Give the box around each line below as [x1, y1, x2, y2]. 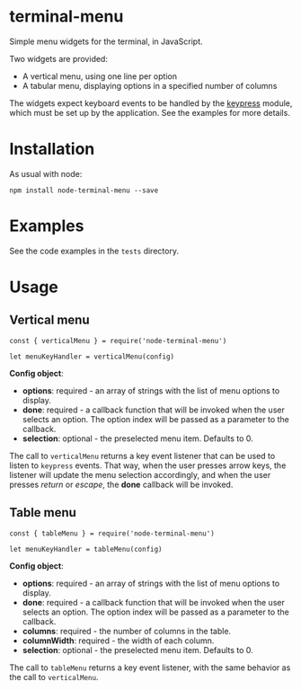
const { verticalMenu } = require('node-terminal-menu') [9, 336, 227, 345]
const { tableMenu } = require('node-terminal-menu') [9, 528, 216, 538]
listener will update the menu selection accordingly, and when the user [9, 469, 271, 480]
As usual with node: [9, 168, 83, 179]
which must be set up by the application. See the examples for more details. [9, 107, 290, 118]
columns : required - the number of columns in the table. [22, 625, 232, 636]
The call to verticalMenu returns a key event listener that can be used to [9, 450, 276, 461]
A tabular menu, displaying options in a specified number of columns [22, 80, 278, 91]
